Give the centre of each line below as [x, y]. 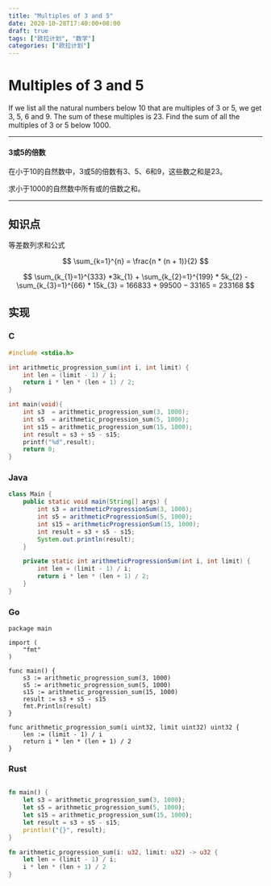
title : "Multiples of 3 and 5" [61, 16]
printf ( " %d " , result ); [59, 442]
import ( [23, 643]
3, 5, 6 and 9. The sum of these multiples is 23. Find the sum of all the [124, 117]
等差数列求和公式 [37, 245]
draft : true [28, 31]
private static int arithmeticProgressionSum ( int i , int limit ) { [137, 561]
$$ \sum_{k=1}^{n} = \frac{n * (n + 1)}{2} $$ [135, 261]
